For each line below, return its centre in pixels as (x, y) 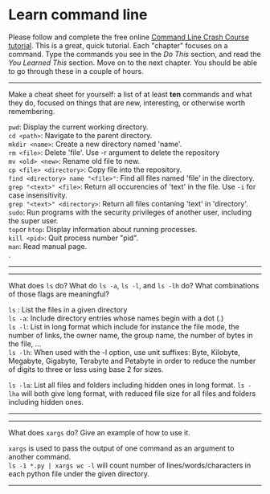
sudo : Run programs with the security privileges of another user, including (130, 212)
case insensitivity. (38, 195)
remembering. (32, 111)
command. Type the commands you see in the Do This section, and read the (135, 54)
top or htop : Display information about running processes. (103, 229)
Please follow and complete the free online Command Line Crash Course (129, 37)
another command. (40, 456)
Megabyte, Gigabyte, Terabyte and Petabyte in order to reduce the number (132, 361)
